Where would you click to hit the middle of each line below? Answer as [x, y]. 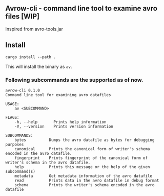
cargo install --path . [31, 57]
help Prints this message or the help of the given [82, 167]
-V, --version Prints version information [64, 126]
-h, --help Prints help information [60, 122]
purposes [15, 144]
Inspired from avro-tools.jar [34, 29]
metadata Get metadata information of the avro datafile [84, 176]
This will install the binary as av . [39, 66]
